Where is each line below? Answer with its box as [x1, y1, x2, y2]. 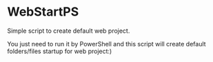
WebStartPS [7, 4, 79, 20]
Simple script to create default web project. [7, 27, 130, 35]
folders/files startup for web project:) [7, 47, 112, 55]
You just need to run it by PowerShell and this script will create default [7, 40, 206, 48]
